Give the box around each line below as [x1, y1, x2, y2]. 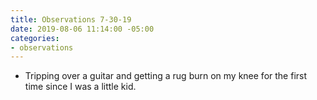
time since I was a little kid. [24, 81, 137, 93]
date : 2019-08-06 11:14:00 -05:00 [10, 24, 155, 34]
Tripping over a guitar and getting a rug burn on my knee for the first [24, 70, 308, 82]
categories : [10, 33, 60, 43]
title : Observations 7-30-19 [10, 14, 132, 25]
